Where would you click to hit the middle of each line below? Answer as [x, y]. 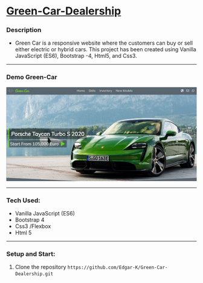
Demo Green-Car [32, 77]
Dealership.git [34, 274]
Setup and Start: [31, 253]
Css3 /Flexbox [33, 226]
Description [24, 30]
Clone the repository [40, 267]
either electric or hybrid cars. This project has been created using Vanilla [105, 49]
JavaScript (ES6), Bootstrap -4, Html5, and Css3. [76, 56]
